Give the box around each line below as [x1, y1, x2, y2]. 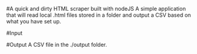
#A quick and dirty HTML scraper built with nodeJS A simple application [6, 5, 186, 12]
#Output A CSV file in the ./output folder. [6, 41, 108, 48]
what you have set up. [6, 18, 62, 25]
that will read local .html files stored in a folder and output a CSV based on [6, 11, 192, 19]
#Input [6, 29, 23, 37]
